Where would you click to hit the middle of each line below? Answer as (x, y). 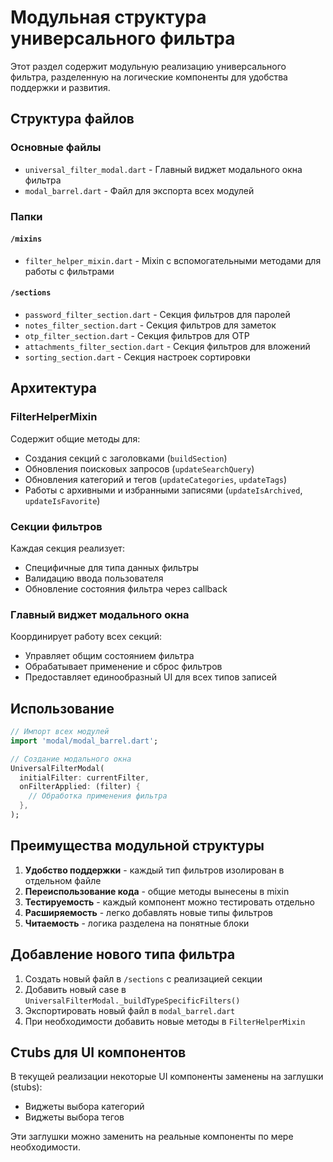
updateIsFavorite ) (62, 500)
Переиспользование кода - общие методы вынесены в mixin (157, 891)
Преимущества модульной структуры (137, 846)
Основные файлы (56, 148)
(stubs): (26, 1087)
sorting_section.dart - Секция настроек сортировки (137, 357)
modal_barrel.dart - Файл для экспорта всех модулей (139, 190)
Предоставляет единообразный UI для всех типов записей (151, 677)
